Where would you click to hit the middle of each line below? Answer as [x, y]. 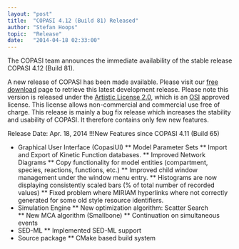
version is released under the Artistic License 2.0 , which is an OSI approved [118, 97]
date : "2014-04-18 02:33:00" [54, 41]
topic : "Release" [35, 34]
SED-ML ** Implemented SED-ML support [79, 231]
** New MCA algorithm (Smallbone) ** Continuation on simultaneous [118, 216]
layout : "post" [30, 14]
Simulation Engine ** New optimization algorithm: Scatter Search [113, 208]
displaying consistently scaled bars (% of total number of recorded [116, 185]
